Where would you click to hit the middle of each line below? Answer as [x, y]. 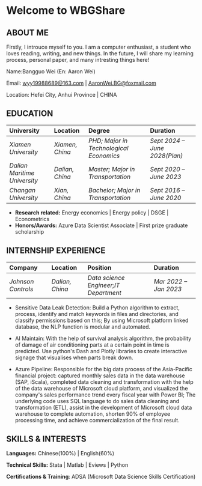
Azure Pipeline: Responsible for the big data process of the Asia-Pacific [103, 369]
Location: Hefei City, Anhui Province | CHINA [62, 95]
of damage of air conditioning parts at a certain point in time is [92, 345]
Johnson [22, 281]
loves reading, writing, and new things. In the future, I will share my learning [100, 53]
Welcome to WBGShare [66, 11]
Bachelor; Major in [114, 190]
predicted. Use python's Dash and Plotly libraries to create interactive [101, 351]
